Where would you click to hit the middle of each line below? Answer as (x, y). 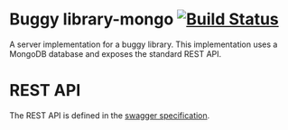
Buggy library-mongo (92, 19)
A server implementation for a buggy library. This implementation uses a (144, 44)
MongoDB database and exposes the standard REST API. (116, 53)
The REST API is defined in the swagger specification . (110, 115)
